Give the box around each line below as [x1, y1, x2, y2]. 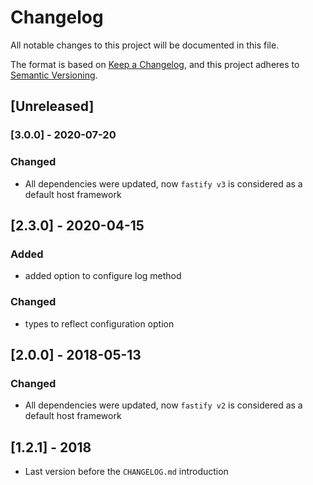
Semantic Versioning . [10, 69, 98, 81]
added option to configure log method [24, 270, 182, 282]
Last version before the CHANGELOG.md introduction [24, 466, 229, 478]
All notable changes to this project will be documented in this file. [10, 39, 280, 51]
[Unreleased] [10, 98, 95, 115]
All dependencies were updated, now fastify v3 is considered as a [24, 177, 303, 190]
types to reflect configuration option [24, 317, 175, 330]
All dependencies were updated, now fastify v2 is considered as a [24, 399, 303, 411]
